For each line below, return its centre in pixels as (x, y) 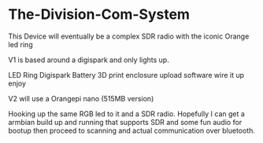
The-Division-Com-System (99, 15)
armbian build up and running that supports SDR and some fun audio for (125, 122)
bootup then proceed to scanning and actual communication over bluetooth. (132, 130)
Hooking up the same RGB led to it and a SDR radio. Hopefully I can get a (127, 114)
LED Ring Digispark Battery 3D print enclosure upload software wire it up (126, 75)
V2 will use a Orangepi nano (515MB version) (81, 98)
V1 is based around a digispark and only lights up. (89, 60)
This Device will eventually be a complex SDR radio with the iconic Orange (129, 36)
